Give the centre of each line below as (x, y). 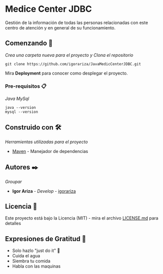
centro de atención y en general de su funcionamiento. (60, 27)
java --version (21, 108)
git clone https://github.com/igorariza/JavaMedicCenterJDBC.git (73, 64)
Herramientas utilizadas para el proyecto (47, 142)
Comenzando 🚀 (29, 43)
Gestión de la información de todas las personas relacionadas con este (77, 23)
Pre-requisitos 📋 (26, 86)
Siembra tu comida (31, 261)
